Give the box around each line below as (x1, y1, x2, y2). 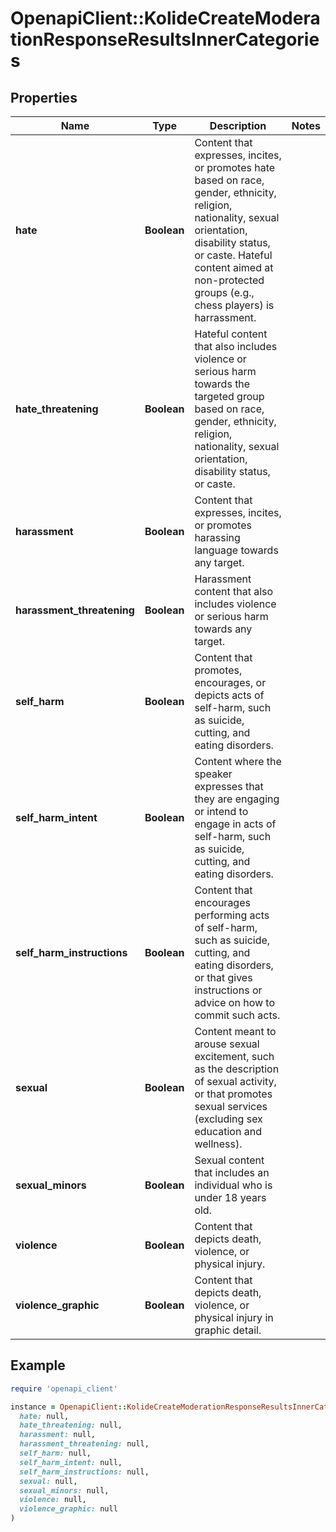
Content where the (194, 755, 282, 768)
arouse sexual (194, 1037, 260, 1051)
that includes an (194, 1166, 270, 1179)
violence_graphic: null (19, 1504, 118, 1514)
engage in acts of (194, 817, 277, 831)
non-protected (194, 273, 265, 287)
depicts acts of (194, 688, 265, 702)
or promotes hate (194, 161, 276, 174)
